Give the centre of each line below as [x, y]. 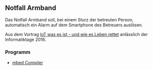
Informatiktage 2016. [25, 39]
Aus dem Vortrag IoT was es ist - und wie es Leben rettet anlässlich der [76, 34]
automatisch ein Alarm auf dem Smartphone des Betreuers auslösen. [74, 25]
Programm [18, 52]
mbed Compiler [27, 63]
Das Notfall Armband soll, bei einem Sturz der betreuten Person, [69, 19]
